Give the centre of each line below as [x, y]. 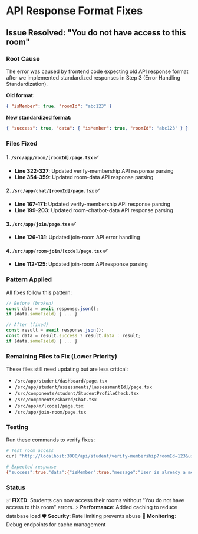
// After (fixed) [27, 325]
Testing [17, 427]
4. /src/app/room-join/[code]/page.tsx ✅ [57, 250]
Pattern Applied [29, 279]
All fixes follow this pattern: [39, 292]
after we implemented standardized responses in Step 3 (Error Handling [93, 77]
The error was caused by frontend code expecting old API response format [97, 71]
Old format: [21, 95]
